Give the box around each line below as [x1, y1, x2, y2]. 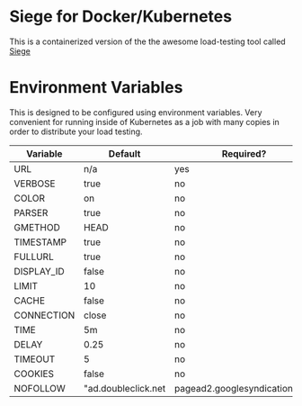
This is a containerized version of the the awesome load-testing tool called [9, 36, 286, 47]
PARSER [13, 206, 49, 219]
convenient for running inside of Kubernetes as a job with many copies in [9, 116, 280, 127]
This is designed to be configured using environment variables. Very [9, 106, 262, 118]
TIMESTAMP [13, 236, 67, 248]
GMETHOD [13, 221, 61, 233]
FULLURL [13, 250, 54, 263]
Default [108, 147, 141, 159]
